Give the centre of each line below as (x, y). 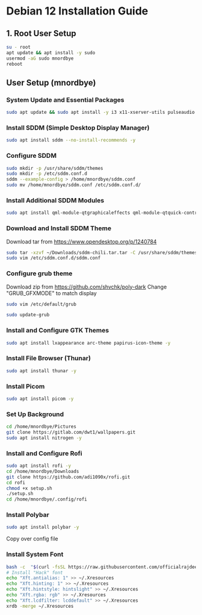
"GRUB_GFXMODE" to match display (52, 293)
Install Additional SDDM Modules (55, 200)
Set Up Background (35, 414)
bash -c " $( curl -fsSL (36, 567)
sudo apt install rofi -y (38, 466)
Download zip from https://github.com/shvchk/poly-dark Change (87, 287)
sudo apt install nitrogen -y (44, 438)
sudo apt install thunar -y (41, 371)
